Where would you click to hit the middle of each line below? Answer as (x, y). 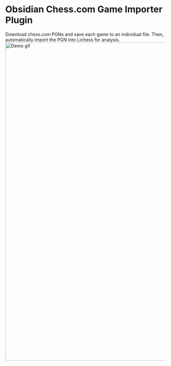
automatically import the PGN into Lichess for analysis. (63, 40)
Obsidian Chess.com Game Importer (84, 9)
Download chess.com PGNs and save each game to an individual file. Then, (84, 34)
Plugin (19, 20)
